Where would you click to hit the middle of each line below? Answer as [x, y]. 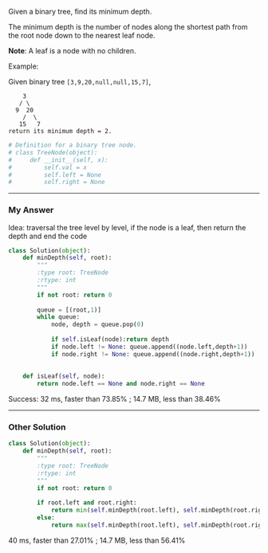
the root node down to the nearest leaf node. [82, 35]
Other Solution [37, 427]
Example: [24, 66]
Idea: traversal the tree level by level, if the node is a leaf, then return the [127, 227]
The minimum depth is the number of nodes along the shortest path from [128, 27]
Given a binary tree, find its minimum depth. [80, 12]
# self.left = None [55, 175]
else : [46, 518]
